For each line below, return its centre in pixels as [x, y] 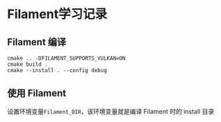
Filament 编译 [37, 42]
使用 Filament [37, 93]
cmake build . [28, 64]
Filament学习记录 [57, 14]
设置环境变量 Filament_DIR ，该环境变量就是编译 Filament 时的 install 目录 [111, 111]
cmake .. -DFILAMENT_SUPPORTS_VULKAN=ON [67, 58]
